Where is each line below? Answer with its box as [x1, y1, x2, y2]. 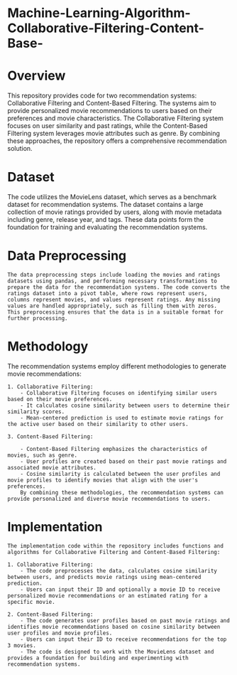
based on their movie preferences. [7, 395, 113, 403]
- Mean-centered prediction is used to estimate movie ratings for [20, 414, 224, 421]
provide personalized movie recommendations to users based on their [7, 107, 213, 115]
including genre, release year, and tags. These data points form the [7, 216, 204, 224]
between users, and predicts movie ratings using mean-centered [7, 573, 202, 580]
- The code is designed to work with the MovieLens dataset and [20, 648, 214, 655]
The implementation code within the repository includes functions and [7, 542, 224, 549]
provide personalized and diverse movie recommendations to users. [7, 495, 211, 502]
